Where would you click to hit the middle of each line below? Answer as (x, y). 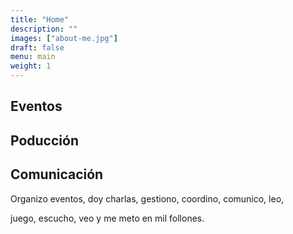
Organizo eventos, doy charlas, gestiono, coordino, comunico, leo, (147, 198)
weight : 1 (31, 66)
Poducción (44, 140)
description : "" (44, 29)
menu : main (33, 57)
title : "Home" (40, 19)
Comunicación (57, 174)
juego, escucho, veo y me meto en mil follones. (107, 218)
